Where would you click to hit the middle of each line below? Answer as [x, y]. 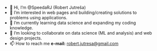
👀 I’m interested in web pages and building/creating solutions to [73, 13]
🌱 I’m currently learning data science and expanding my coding [73, 23]
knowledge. [21, 28]
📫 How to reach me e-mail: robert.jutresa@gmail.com [64, 44]
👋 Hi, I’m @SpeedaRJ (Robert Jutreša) [48, 7]
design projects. [26, 38]
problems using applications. [39, 18]
